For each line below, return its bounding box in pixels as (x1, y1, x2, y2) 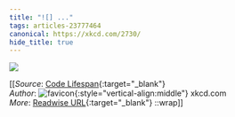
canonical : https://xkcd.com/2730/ (9, 29, 142, 38)
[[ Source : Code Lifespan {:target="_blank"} (9, 79, 166, 90)
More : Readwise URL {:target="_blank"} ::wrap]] (9, 97, 184, 108)
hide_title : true (9, 37, 74, 47)
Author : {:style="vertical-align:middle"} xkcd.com (9, 88, 227, 98)
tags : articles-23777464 (9, 21, 101, 30)
